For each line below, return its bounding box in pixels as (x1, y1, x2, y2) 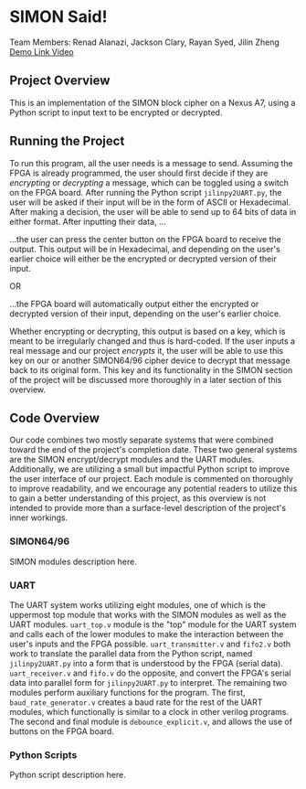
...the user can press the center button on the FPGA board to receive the (9, 233, 281, 244)
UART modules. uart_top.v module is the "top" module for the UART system (9, 619, 297, 630)
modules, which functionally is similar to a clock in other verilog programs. (9, 706, 290, 717)
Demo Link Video (9, 46, 75, 57)
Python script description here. (9, 770, 126, 781)
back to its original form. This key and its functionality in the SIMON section (9, 364, 293, 376)
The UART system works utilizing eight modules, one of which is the (9, 599, 267, 610)
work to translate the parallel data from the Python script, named (9, 647, 253, 659)
